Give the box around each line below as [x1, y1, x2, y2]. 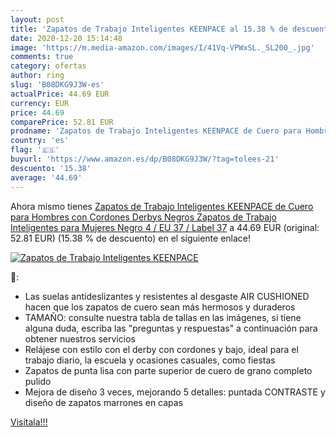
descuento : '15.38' [10, 163, 92, 173]
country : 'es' [10, 136, 70, 146]
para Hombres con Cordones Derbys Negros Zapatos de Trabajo [10, 211, 277, 223]
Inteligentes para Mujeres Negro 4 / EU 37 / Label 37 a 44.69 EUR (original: [10, 221, 320, 233]
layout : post [10, 14, 65, 25]
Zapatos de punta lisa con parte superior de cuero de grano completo [24, 364, 313, 376]
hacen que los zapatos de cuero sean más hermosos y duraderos [24, 301, 296, 313]
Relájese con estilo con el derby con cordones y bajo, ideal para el [24, 343, 299, 355]
